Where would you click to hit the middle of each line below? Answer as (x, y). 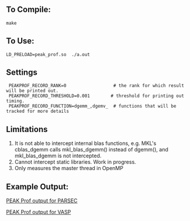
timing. (15, 101)
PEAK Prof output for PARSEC (42, 201)
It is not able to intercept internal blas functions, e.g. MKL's (85, 143)
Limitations (27, 129)
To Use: (20, 41)
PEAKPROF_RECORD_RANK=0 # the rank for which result (96, 86)
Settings (22, 72)
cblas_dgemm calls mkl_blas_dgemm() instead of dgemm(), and (91, 150)
